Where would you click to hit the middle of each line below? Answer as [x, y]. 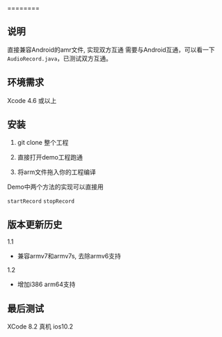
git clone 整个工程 [43, 143]
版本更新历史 [35, 225]
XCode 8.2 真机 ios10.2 [40, 327]
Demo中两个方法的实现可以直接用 [55, 187]
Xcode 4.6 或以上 [32, 100]
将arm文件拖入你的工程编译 [56, 172]
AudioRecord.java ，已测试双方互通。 [60, 58]
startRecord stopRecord [41, 202]
